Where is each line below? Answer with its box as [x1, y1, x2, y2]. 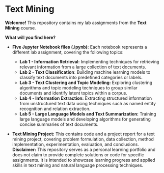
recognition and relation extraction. [19, 106, 91, 112]
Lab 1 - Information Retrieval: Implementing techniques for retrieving [19, 58, 160, 64]
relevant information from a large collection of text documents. [19, 64, 146, 70]
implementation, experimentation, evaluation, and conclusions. [12, 141, 139, 147]
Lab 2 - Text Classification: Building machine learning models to [19, 69, 151, 75]
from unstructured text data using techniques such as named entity [19, 100, 156, 106]
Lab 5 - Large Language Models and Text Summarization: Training [19, 111, 156, 116]
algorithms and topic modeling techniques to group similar [19, 85, 137, 90]
